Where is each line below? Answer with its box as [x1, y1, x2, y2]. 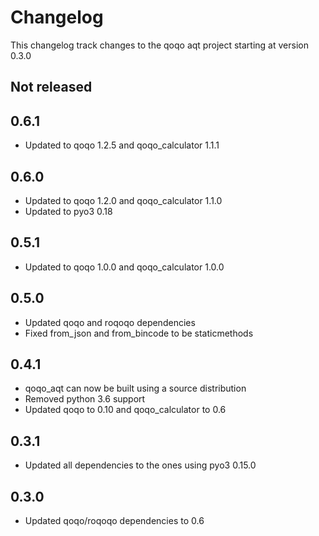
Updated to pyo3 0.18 [24, 205, 113, 217]
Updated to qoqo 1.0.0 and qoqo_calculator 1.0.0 [24, 261, 225, 273]
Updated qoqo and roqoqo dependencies [24, 316, 196, 328]
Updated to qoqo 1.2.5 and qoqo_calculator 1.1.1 [24, 139, 220, 151]
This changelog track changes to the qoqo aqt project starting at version [10, 39, 309, 51]
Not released [10, 79, 93, 96]
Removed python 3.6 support [24, 393, 146, 405]
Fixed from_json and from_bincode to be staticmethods [24, 327, 254, 339]
